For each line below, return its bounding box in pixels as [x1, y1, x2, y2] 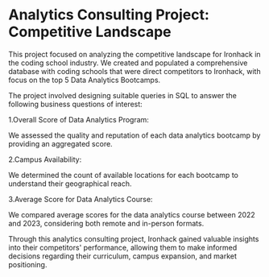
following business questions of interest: [8, 99, 143, 109]
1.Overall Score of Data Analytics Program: [8, 114, 149, 124]
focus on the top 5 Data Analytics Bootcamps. [8, 75, 161, 85]
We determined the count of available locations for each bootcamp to [8, 170, 239, 180]
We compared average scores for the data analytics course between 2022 [8, 209, 255, 219]
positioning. [8, 259, 48, 269]
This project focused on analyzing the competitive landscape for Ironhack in [8, 49, 261, 59]
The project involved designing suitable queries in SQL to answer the [8, 90, 238, 100]
